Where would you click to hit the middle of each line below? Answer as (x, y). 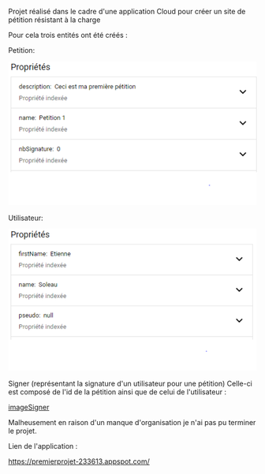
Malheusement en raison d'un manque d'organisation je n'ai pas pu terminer (132, 423)
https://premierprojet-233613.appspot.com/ (79, 461)
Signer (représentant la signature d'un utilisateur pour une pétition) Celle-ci (130, 384)
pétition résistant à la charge (54, 20)
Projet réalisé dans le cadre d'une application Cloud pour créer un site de (127, 11)
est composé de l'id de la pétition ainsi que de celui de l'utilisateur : (118, 392)
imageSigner (29, 407)
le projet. (22, 431)
